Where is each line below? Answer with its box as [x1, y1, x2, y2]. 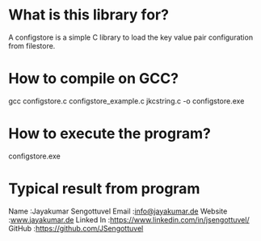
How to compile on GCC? [8, 70, 179, 88]
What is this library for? [8, 6, 170, 24]
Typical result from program [8, 180, 200, 197]
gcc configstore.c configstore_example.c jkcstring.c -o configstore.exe [8, 95, 245, 106]
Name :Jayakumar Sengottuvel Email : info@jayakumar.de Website [8, 206, 228, 216]
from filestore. [8, 40, 56, 50]
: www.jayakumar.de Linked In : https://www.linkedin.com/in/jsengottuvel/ [8, 214, 250, 224]
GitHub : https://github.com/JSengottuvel [8, 223, 144, 233]
